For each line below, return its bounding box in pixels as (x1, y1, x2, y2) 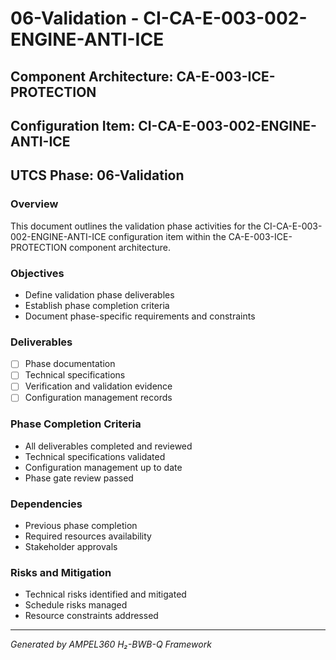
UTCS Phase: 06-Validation (10, 167, 185, 184)
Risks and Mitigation (10, 566, 112, 580)
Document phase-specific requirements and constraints (24, 310, 256, 322)
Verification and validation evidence (24, 380, 173, 392)
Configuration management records (24, 392, 173, 404)
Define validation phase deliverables (24, 288, 175, 301)
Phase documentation (24, 358, 116, 370)
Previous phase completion (24, 520, 138, 532)
